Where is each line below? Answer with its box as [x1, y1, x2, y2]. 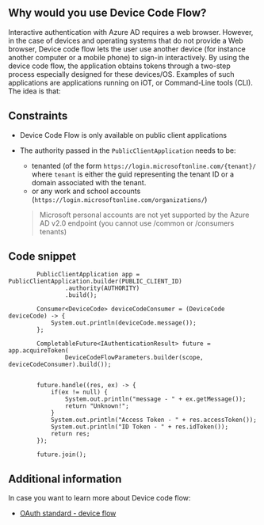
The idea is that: [8, 86, 61, 96]
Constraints [8, 109, 68, 123]
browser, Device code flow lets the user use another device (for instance [8, 44, 246, 54]
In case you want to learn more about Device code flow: [8, 493, 191, 503]
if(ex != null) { [50, 388, 109, 397]
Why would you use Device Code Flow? [8, 6, 207, 20]
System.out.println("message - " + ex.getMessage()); [64, 395, 247, 403]
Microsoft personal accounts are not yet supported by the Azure [39, 210, 250, 219]
